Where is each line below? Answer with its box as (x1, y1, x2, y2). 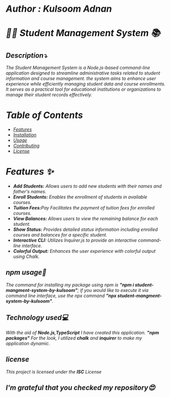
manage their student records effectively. (6, 92, 93, 98)
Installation (13, 132, 37, 138)
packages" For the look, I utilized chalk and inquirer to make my (6, 335, 143, 341)
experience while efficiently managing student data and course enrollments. (6, 81, 165, 87)
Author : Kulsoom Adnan (6, 3, 112, 15)
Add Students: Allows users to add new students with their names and (13, 183, 162, 189)
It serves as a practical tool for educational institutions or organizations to (6, 86, 161, 92)
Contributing (13, 143, 40, 149)
